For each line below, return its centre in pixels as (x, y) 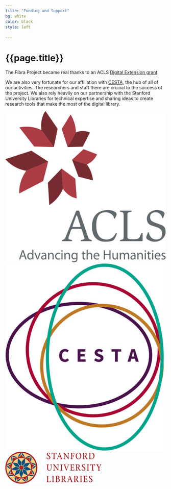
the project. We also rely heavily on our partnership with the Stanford (78, 93)
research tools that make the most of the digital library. (63, 104)
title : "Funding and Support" (38, 11)
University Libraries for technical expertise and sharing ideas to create (79, 99)
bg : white (16, 16)
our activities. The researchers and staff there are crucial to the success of (84, 88)
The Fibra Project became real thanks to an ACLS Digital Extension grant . (82, 72)
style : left (18, 27)
